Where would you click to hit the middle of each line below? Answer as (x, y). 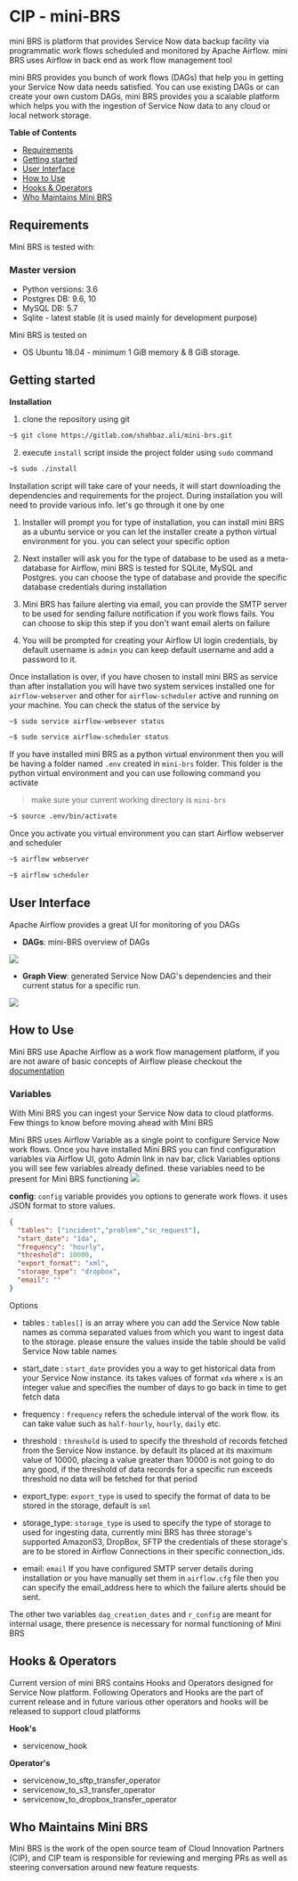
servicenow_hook (54, 1745)
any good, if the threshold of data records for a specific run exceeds (147, 1469)
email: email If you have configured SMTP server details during (137, 1568)
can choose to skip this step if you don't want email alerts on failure (146, 623)
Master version (43, 269)
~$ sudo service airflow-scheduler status (89, 738)
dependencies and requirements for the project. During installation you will (146, 495)
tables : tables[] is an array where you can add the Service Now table (151, 1323)
